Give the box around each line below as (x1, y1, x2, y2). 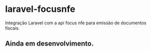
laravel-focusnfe (5, 3, 76, 15)
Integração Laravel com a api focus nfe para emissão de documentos (5, 20, 147, 26)
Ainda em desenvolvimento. (5, 40, 94, 48)
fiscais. (5, 25, 20, 31)
